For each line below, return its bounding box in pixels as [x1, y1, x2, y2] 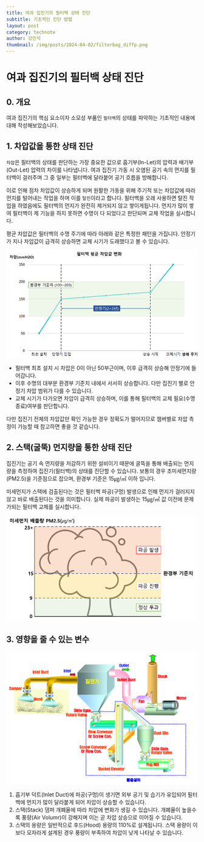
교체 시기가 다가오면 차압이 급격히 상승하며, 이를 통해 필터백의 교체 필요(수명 [15, 394, 195, 402]
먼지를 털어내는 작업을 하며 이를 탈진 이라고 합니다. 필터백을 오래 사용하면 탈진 [6, 194, 188, 201]
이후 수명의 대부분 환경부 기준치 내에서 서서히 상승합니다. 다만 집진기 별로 [15, 379, 189, 386]
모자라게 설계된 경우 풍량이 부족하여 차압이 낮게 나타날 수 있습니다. [26, 829, 184, 837]
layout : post [6, 23, 39, 29]
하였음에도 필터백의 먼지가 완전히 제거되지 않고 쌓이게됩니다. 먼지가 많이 [17, 201, 188, 209]
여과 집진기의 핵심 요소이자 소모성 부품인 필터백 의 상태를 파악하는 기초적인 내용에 [6, 114, 195, 121]
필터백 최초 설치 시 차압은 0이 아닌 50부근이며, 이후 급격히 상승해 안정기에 [15, 364, 190, 371]
